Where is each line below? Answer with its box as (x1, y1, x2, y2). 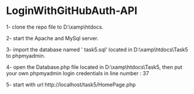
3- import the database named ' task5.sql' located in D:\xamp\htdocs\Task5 (6, 46, 189, 53)
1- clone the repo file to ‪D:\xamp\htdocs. (6, 23, 104, 30)
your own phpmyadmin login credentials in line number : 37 (6, 69, 149, 76)
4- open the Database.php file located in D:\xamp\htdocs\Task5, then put (6, 63, 183, 71)
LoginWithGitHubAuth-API (6, 4, 138, 18)
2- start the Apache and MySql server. (6, 34, 98, 41)
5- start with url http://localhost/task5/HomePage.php (6, 81, 136, 88)
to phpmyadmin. (6, 52, 46, 59)
